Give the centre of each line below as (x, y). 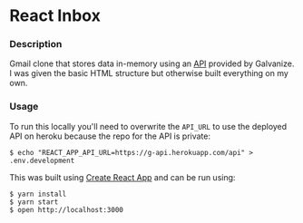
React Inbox (55, 16)
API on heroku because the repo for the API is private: (110, 136)
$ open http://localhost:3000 (67, 209)
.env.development (42, 160)
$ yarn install (38, 194)
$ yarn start (34, 202)
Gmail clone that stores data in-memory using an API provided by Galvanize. (152, 63)
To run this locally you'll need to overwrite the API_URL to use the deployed (148, 126)
